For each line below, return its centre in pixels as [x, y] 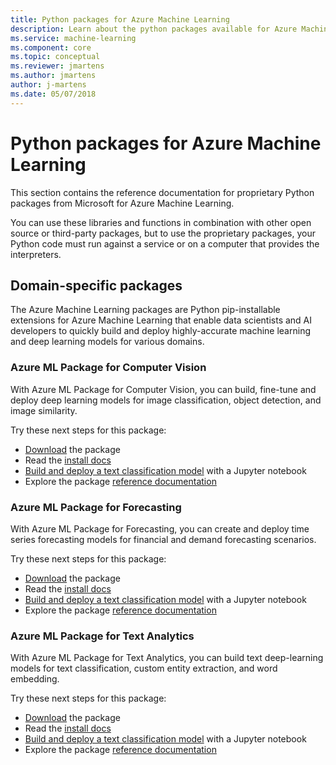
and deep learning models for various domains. [107, 342]
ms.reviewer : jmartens [57, 66]
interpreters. [36, 254]
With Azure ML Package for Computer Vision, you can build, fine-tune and [163, 389]
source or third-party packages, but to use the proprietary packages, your [163, 233]
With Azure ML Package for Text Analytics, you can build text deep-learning [167, 658]
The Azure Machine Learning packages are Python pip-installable [145, 310]
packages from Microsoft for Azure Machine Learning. [122, 203]
